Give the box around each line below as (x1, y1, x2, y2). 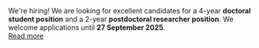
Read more (8, 31, 44, 40)
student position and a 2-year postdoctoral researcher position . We (8, 14, 235, 24)
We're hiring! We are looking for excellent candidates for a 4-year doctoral (8, 6, 251, 15)
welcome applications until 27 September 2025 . (8, 23, 166, 32)
